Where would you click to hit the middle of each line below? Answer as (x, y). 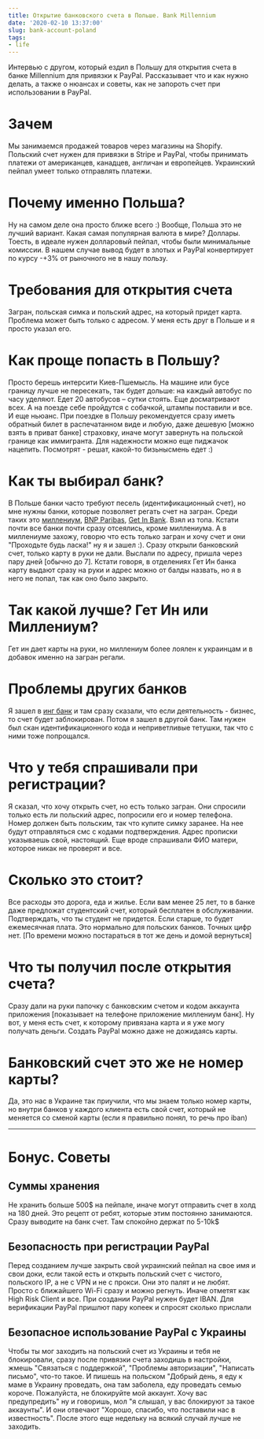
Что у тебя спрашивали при (103, 767)
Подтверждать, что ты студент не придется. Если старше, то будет (121, 918)
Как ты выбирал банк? (86, 481)
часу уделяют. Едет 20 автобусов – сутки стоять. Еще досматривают (124, 399)
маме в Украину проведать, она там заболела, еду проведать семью (125, 1385)
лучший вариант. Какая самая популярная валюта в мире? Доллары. (125, 233)
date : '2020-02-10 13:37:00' (56, 23)
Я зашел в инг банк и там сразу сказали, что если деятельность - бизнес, (132, 711)
